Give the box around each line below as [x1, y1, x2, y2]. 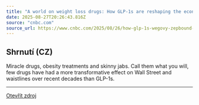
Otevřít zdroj [6, 92, 37, 99]
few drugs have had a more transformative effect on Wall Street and [6, 69, 172, 76]
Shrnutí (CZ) [6, 47, 53, 57]
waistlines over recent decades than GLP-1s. [6, 75, 115, 83]
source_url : [6, 25, 36, 31]
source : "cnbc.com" [6, 19, 54, 25]
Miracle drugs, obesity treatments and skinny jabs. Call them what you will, [6, 63, 189, 70]
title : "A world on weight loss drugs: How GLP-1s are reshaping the [6, 8, 182, 15]
